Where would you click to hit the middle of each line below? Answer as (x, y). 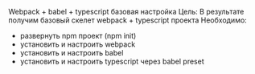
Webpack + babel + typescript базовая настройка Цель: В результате (126, 12)
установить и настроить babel (72, 53)
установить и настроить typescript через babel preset (112, 61)
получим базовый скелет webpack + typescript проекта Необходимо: (127, 20)
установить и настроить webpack (78, 44)
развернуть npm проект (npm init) (78, 36)
